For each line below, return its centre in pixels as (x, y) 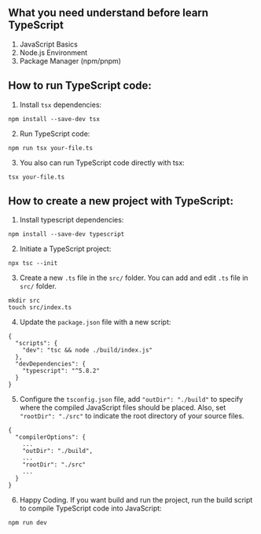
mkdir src (24, 301)
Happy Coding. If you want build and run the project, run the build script (136, 500)
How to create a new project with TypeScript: (121, 201)
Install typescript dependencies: (72, 220)
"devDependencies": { (51, 364)
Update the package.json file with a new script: (95, 322)
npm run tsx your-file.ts (50, 148)
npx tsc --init (33, 263)
